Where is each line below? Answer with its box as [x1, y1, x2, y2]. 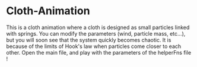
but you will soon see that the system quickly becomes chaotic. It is [6, 36, 171, 43]
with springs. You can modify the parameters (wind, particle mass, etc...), [6, 30, 186, 37]
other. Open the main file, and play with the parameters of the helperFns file [6, 49, 192, 56]
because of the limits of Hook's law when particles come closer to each [6, 43, 182, 50]
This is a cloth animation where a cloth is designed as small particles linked [6, 24, 190, 31]
